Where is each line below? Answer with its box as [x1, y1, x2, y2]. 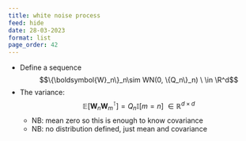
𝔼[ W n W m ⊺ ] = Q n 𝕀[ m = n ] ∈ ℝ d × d [82, 100, 195, 112]
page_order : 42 [8, 41, 59, 49]
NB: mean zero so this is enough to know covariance [31, 116, 204, 125]
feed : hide [8, 19, 44, 27]
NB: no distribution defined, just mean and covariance [31, 124, 208, 133]
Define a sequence [19, 63, 81, 72]
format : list [8, 33, 51, 42]
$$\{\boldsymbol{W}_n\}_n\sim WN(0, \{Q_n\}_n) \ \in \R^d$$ [39, 75, 239, 85]
